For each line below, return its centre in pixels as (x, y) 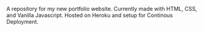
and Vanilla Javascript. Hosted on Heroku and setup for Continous (90, 15)
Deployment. (22, 22)
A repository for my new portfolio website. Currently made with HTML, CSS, (102, 9)
